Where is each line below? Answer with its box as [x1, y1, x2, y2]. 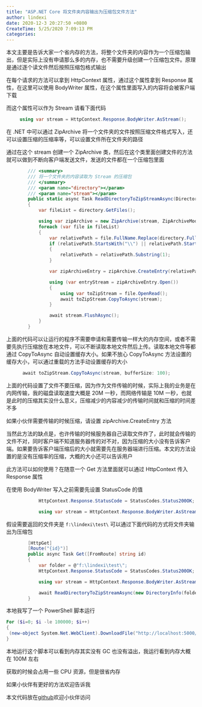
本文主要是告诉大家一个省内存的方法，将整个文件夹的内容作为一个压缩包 [6, 49, 185, 56]
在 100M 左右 [6, 655, 39, 662]
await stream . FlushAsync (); [49, 312, 120, 319]
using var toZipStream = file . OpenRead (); [60, 290, 168, 296]
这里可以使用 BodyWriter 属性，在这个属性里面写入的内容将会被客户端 [22, 84, 195, 91]
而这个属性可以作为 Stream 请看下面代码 [6, 104, 106, 112]
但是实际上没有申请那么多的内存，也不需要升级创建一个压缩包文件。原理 [16, 56, 196, 63]
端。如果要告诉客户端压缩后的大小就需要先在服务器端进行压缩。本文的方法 [6, 445, 191, 452]
